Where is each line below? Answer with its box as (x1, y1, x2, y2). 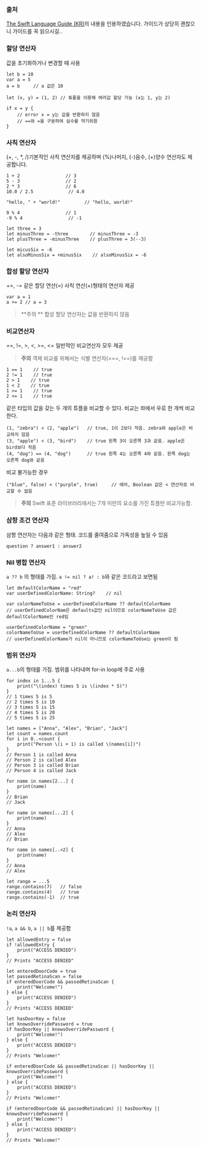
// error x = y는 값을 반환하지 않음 (17, 112, 100, 118)
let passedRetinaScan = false (6, 973, 82, 979)
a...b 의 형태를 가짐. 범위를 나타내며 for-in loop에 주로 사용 (6, 666, 145, 673)
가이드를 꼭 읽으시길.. (12, 28, 63, 35)
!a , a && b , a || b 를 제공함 (6, 925, 71, 932)
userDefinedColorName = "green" (6, 625, 87, 631)
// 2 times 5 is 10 (6, 699, 55, 705)
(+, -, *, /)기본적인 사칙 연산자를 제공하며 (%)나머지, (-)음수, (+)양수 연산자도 (6, 153, 187, 161)
